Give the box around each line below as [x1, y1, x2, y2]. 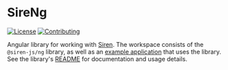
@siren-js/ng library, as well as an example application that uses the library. [7, 48, 222, 56]
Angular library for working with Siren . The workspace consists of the [7, 40, 204, 48]
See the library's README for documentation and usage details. [7, 54, 187, 63]
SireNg [7, 5, 47, 20]
